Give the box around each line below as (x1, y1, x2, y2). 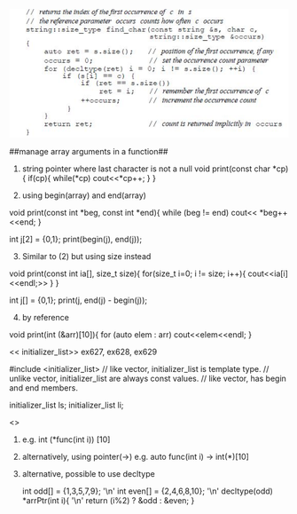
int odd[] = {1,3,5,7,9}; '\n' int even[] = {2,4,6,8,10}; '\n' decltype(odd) (21, 486, 273, 496)
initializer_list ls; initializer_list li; (9, 399, 124, 410)
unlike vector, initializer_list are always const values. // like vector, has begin (9, 373, 286, 384)
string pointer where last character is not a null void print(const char (21, 163, 271, 174)
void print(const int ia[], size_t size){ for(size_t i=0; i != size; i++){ (9, 268, 246, 279)
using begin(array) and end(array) (21, 190, 146, 201)
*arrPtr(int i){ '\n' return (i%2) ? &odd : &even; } (21, 494, 195, 505)
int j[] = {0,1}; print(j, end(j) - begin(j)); (9, 295, 148, 305)
